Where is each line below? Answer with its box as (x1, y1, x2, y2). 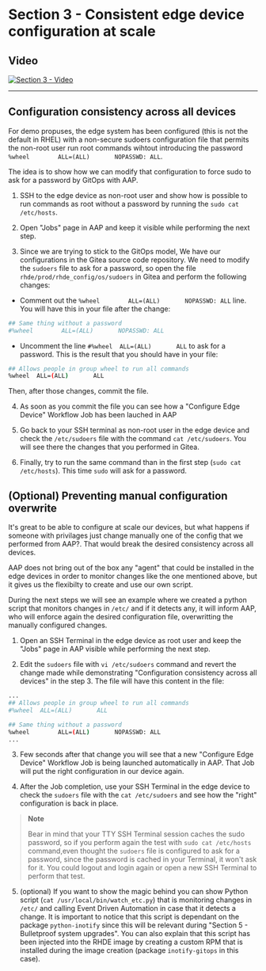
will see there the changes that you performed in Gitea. (19, 442, 199, 452)
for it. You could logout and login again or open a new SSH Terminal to (27, 863, 257, 873)
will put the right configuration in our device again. (19, 767, 184, 776)
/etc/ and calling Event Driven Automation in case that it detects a (19, 904, 236, 913)
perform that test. (27, 871, 85, 881)
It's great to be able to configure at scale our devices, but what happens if (8, 523, 250, 532)
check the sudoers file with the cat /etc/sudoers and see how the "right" (19, 790, 257, 800)
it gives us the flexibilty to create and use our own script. (8, 580, 194, 589)
